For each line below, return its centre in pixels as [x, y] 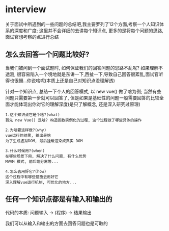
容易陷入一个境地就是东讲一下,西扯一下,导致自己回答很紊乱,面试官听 [92, 74]
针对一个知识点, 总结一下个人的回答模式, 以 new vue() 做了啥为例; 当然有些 [83, 91]
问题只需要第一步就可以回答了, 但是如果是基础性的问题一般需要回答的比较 [82, 97]
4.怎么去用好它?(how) [26, 171]
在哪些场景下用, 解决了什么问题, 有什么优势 [46, 156]
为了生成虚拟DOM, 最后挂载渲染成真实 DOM [44, 141]
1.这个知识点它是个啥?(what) [33, 115]
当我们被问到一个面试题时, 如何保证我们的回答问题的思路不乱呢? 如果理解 [82, 68]
